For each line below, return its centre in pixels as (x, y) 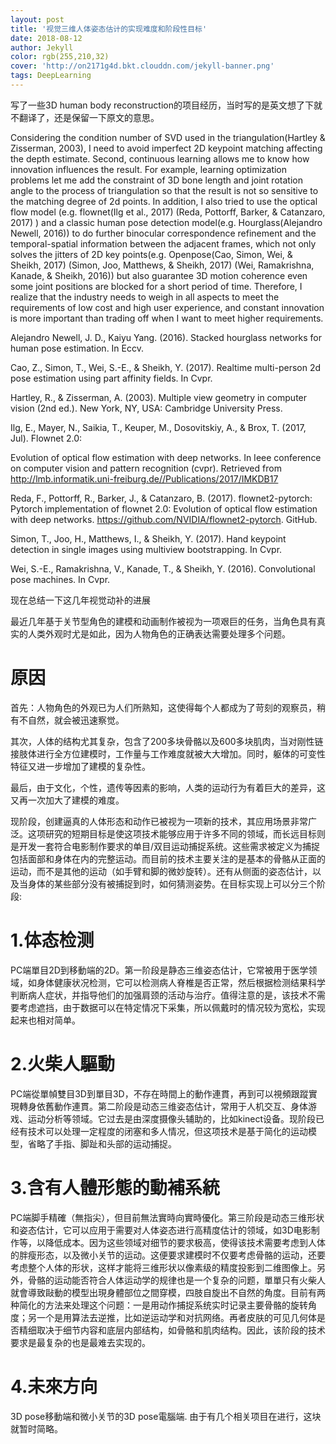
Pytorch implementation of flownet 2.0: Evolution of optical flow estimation (164, 508)
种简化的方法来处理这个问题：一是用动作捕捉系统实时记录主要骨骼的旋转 (159, 1305)
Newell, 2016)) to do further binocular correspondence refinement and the (163, 233)
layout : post (37, 19)
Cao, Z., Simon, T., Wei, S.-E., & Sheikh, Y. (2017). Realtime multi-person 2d (166, 367)
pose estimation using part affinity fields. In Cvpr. (111, 378)
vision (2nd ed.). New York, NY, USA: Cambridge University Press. (146, 408)
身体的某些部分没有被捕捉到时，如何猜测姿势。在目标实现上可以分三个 (172, 883)
